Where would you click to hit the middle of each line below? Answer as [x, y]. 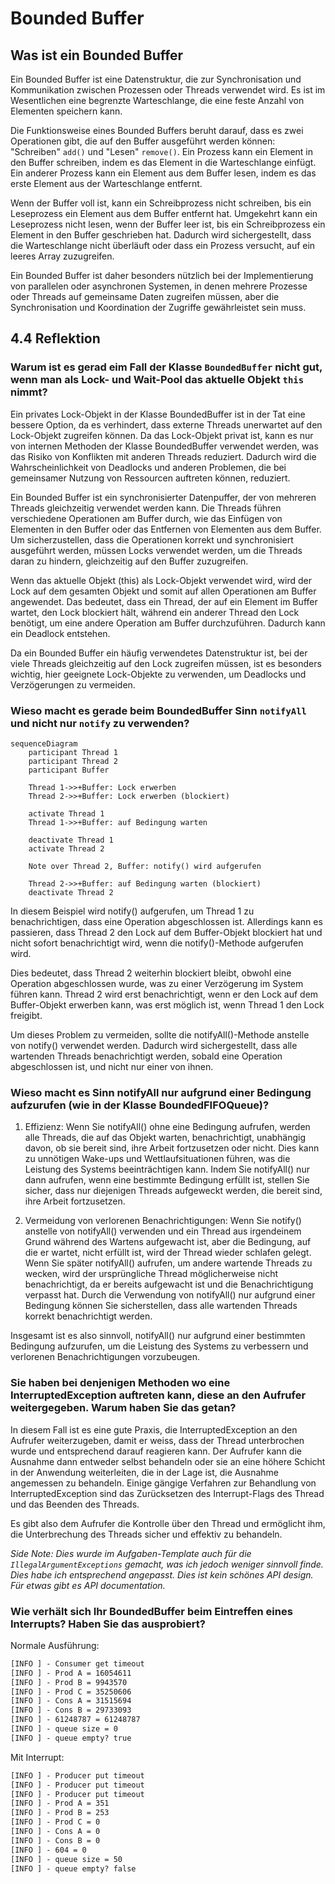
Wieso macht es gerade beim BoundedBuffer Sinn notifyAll [158, 710]
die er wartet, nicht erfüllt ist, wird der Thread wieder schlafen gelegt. [168, 1253]
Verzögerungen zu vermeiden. [73, 684]
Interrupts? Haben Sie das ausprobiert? [108, 1624]
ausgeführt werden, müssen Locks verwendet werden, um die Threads [156, 550]
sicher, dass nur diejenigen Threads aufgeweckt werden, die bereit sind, [173, 1191]
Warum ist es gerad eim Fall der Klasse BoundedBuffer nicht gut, [166, 367]
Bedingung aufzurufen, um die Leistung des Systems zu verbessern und [159, 1346]
